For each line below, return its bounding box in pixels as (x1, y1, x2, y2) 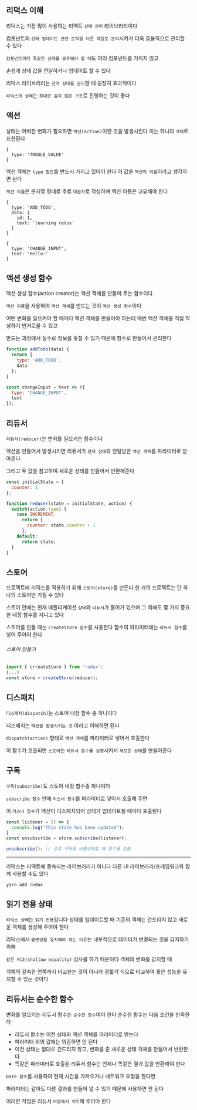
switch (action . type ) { (11, 506, 67, 512)
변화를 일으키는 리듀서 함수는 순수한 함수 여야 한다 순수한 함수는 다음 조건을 (6, 1011, 174, 1018)
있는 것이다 (23, 975, 49, 982)
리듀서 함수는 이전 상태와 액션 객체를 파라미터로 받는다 (14, 1031, 139, 1038)
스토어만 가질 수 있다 (16, 592, 64, 599)
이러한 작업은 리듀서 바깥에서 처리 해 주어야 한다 (6, 1097, 111, 1105)
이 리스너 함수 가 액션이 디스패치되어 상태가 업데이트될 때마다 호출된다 (6, 807, 162, 814)
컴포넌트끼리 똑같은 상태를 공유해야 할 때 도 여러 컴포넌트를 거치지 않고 (6, 55, 159, 62)
